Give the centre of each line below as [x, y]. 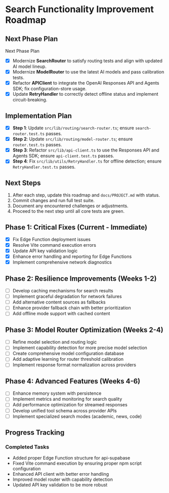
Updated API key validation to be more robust [60, 485]
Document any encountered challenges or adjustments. [70, 206]
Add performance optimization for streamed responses [70, 405]
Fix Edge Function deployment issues [52, 239]
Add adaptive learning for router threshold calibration [68, 359]
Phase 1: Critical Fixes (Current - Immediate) [76, 227]
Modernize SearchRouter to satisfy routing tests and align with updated [88, 61]
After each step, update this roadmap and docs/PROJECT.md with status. [86, 195]
